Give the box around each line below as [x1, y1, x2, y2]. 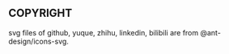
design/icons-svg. [8, 36, 69, 46]
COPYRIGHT [8, 6, 73, 20]
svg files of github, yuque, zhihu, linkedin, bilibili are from [8, 27, 199, 37]
